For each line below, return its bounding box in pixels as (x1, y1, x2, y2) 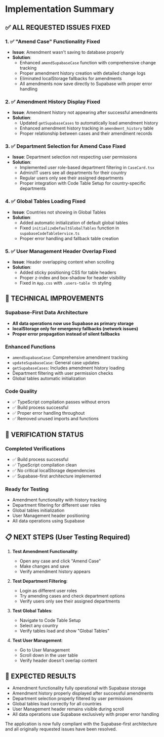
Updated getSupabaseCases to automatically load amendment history (19, 120, 159, 126)
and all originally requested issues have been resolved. (5, 726, 117, 732)
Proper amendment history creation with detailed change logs (19, 70, 146, 76)
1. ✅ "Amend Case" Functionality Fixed (5, 38, 100, 45)
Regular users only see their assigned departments (19, 175, 123, 181)
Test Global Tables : (12, 608, 53, 614)
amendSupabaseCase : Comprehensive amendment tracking (12, 354, 128, 360)
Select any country (19, 623, 58, 629)
